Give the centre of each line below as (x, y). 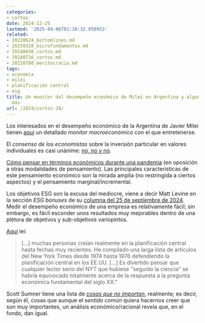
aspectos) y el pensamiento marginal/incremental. (69, 182)
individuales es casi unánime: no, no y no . (59, 151)
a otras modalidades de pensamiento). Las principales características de (98, 169)
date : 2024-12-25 (28, 23)
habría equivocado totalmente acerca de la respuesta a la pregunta (106, 275)
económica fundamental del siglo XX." (69, 282)
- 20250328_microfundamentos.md (47, 46)
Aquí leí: (16, 231)
